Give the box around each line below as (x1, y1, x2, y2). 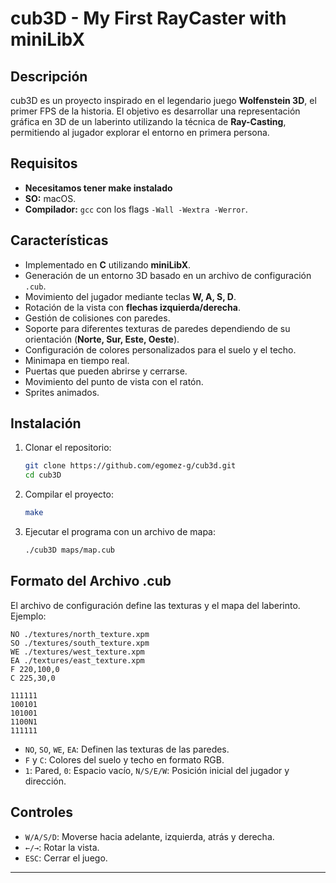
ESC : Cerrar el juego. (24, 852, 108, 864)
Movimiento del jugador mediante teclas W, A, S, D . (24, 290, 237, 302)
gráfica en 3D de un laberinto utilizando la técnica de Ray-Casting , (10, 116, 287, 127)
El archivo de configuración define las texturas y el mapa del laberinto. (10, 599, 301, 611)
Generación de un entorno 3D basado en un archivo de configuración (24, 269, 312, 281)
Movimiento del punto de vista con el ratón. (24, 375, 204, 387)
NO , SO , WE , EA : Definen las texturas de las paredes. (24, 743, 230, 755)
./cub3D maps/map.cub (24, 545, 115, 556)
